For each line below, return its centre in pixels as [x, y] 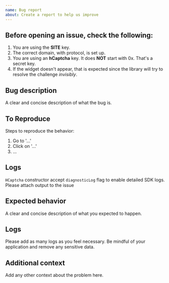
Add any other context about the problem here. [55, 275]
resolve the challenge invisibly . [45, 75]
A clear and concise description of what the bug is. [59, 103]
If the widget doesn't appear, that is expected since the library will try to [88, 69]
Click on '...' [25, 146]
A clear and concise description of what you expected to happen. [74, 213]
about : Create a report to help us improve [52, 15]
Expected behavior [36, 201]
